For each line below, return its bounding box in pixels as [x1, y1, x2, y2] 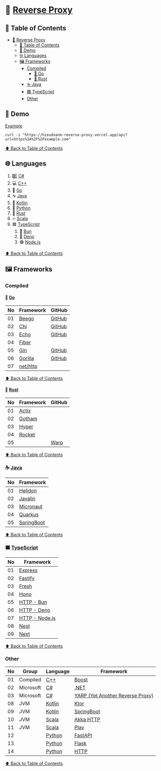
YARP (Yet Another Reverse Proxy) [74, 692, 154, 699]
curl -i [5, 132, 21, 137]
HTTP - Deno [19, 606, 50, 613]
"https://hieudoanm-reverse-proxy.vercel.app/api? [22, 132, 128, 137]
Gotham [19, 415, 38, 422]
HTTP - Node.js [19, 615, 56, 622]
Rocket [19, 431, 35, 438]
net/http [19, 363, 38, 370]
